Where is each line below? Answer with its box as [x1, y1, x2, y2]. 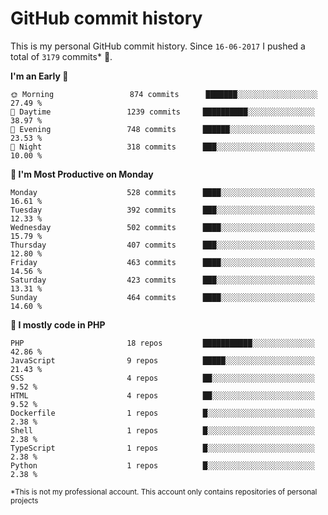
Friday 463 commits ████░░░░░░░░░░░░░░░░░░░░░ [10, 257, 315, 267]
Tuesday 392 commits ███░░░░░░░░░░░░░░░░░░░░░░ [10, 205, 315, 215]
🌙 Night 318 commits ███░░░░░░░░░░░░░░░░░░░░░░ [10, 142, 315, 152]
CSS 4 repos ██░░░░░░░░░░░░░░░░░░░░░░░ [10, 373, 315, 383]
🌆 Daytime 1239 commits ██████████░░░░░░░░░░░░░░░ [10, 107, 315, 117]
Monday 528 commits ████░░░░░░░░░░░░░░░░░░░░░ [10, 187, 315, 197]
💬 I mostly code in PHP [10, 318, 106, 331]
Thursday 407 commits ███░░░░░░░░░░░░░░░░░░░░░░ [10, 240, 315, 250]
